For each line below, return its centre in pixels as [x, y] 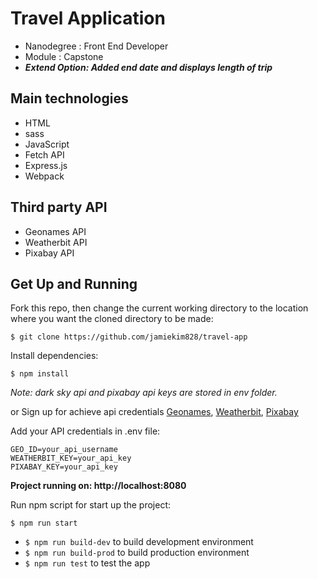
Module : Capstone [64, 56]
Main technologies [69, 98]
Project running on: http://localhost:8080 [98, 486]
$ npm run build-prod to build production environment [137, 553]
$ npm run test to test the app [87, 563]
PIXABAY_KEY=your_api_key [64, 467]
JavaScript [47, 144]
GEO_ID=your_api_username [64, 450]
